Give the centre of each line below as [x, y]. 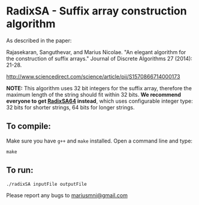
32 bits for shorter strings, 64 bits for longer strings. [70, 107]
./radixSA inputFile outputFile [46, 184]
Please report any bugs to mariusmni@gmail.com [67, 195]
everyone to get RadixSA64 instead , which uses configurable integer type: [99, 101]
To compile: [28, 127]
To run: [20, 170]
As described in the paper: [39, 40]
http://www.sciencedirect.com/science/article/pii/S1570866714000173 [93, 76]
